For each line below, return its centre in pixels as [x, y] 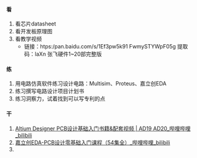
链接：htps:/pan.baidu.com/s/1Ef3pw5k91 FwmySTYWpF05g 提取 [106, 47]
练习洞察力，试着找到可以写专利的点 [60, 99]
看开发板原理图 [34, 31]
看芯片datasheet [35, 24]
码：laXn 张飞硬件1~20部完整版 [63, 54]
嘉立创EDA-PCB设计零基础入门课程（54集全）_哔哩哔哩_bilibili [92, 142]
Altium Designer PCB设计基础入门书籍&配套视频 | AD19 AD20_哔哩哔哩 [103, 128]
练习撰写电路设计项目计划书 [50, 91]
